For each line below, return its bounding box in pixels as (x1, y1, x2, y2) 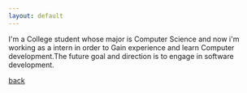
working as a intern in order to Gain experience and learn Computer (8, 42, 235, 53)
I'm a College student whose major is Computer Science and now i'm (8, 34, 240, 44)
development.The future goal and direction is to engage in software (8, 51, 234, 61)
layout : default (8, 11, 63, 20)
